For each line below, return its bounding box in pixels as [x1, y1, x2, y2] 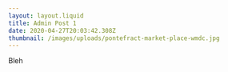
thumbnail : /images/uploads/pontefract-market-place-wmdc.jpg [8, 34, 220, 42]
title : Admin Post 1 [8, 19, 78, 27]
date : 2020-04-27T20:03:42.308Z [8, 26, 116, 34]
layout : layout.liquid [8, 11, 84, 20]
